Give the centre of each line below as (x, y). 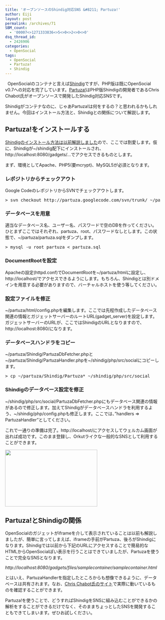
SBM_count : (16, 28)
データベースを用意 (28, 214)
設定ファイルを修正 (28, 299)
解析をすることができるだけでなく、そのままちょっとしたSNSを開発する (78, 607)
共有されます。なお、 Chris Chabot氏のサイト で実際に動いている (87, 584)
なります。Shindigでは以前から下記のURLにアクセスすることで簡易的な (77, 545)
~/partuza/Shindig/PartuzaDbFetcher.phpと (49, 354)
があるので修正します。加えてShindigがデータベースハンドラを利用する (77, 407)
